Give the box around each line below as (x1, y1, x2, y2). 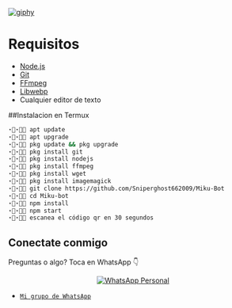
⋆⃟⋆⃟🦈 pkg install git (8, 147, 83, 156)
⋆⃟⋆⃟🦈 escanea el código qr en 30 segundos (8, 214, 154, 222)
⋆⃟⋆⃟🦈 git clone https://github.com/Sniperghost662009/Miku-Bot (8, 184, 225, 192)
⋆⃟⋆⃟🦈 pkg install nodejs (8, 155, 93, 163)
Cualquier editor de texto (19, 95, 101, 105)
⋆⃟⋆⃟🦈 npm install (8, 199, 69, 207)
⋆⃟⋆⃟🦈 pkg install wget (8, 170, 87, 178)
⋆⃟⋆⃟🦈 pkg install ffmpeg (8, 162, 93, 170)
